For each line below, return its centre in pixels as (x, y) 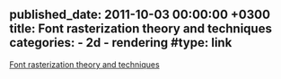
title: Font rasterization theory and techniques (140, 29)
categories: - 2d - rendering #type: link (121, 43)
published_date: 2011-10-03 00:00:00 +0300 (140, 15)
